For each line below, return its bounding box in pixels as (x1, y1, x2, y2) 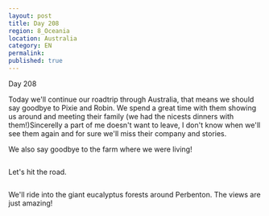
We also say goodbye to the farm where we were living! (8, 144, 192, 154)
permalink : (8, 49, 45, 57)
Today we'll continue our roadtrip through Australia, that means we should (8, 94, 255, 104)
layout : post (8, 11, 52, 20)
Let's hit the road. (8, 167, 67, 177)
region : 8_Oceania (8, 27, 70, 35)
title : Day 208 (8, 19, 60, 27)
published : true (8, 57, 63, 65)
